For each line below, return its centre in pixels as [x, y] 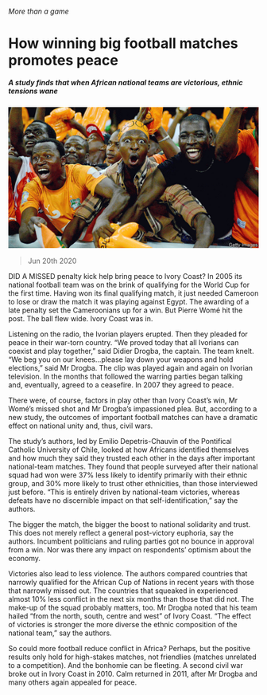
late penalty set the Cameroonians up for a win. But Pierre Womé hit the [126, 310]
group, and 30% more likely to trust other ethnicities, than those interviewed [133, 484]
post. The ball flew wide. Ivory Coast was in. [81, 319]
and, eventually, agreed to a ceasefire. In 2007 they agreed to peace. [121, 385]
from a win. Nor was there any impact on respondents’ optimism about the [130, 550]
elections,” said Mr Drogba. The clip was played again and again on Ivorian [130, 368]
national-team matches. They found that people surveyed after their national [133, 467]
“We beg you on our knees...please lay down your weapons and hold [121, 359]
